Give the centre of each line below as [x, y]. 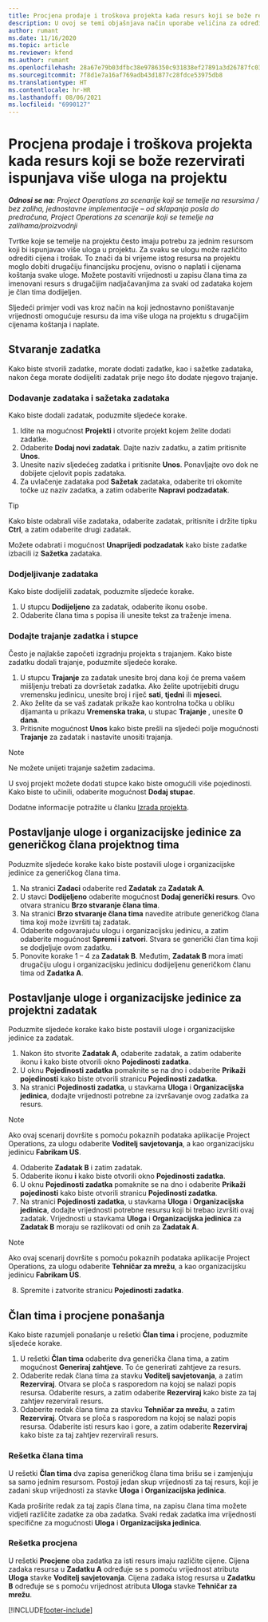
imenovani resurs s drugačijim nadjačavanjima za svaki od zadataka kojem [130, 283]
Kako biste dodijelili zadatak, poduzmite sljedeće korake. [101, 591]
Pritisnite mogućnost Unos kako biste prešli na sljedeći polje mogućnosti [139, 728]
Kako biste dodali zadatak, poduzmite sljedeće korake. [98, 415]
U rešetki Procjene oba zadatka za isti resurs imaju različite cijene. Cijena [129, 1561]
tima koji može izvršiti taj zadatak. [75, 922]
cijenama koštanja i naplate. [54, 325]
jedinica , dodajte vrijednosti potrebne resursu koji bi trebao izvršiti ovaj [137, 1210]
